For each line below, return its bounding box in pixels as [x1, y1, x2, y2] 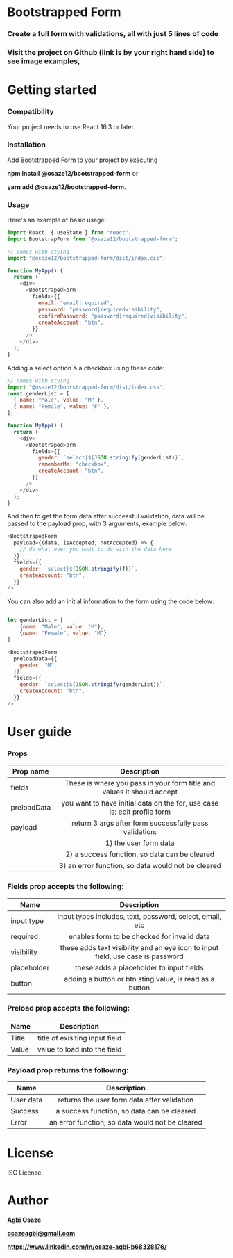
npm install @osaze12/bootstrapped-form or [7, 169, 139, 177]
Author [7, 1193, 49, 1209]
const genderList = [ [7, 390, 70, 397]
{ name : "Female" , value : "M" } [19, 630, 107, 637]
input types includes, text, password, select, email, [57, 911, 222, 921]
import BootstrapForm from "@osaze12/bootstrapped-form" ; [7, 236, 178, 243]
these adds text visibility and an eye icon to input [60, 942, 219, 952]
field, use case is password [94, 951, 184, 961]
